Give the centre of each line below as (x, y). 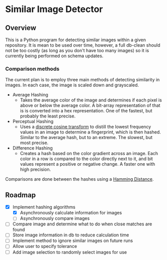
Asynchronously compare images (55, 218)
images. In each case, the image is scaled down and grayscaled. (72, 85)
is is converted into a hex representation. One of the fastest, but (86, 111)
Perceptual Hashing (33, 121)
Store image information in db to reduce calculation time (71, 235)
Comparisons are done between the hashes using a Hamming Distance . (79, 179)
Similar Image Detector (54, 9)
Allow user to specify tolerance (45, 246)
